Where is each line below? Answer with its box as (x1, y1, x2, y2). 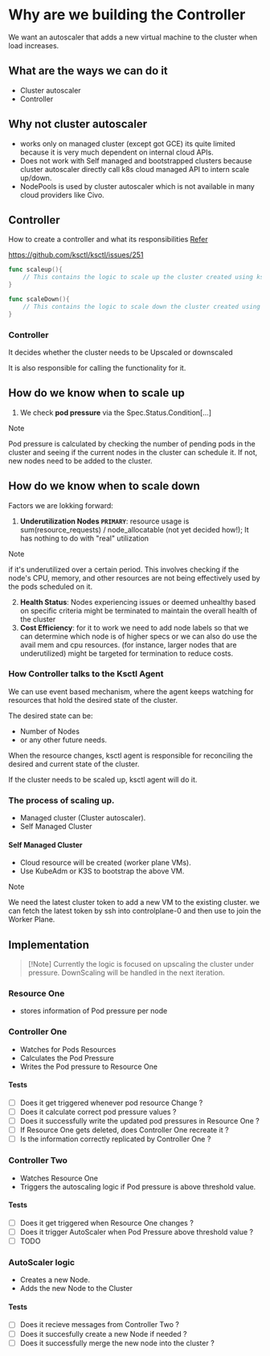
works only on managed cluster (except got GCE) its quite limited (19, 138, 235, 148)
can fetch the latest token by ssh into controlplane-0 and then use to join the (8, 906, 261, 916)
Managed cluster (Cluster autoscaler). (19, 813, 146, 823)
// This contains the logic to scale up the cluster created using (22, 273, 253, 281)
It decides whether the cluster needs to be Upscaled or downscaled (8, 347, 233, 357)
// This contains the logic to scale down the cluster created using (22, 302, 261, 310)
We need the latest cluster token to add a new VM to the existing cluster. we (8, 898, 260, 907)
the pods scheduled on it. (8, 581, 93, 591)
